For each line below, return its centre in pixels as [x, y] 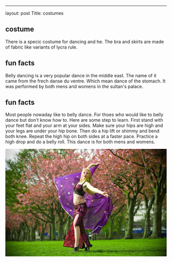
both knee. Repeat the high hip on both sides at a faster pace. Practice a [81, 137]
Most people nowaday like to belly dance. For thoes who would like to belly [84, 115]
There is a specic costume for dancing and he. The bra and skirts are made [85, 41]
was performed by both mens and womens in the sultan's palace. [74, 86]
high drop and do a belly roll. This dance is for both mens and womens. [80, 142]
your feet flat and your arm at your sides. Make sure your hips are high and [84, 125]
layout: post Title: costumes [35, 13]
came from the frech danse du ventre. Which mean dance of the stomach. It [85, 81]
